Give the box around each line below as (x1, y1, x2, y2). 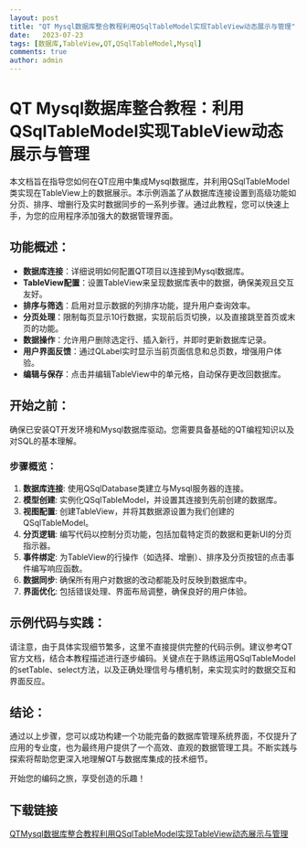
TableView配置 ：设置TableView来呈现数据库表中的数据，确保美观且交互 (22, 276, 295, 288)
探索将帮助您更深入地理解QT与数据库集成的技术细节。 (9, 754, 213, 765)
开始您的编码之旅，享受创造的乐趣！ (9, 773, 146, 784)
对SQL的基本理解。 (9, 435, 82, 446)
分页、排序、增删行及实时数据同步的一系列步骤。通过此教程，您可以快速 (9, 199, 281, 209)
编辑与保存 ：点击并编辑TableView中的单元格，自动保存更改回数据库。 (22, 368, 286, 380)
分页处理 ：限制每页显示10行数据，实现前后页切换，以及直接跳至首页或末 (22, 311, 296, 322)
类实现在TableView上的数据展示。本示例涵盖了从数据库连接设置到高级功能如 (9, 187, 297, 198)
